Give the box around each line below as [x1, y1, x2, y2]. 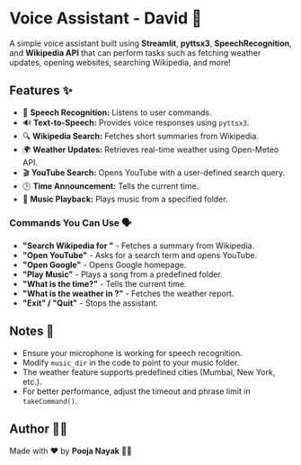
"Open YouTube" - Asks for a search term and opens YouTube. [22, 250, 258, 261]
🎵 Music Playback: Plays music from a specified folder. [22, 193, 228, 204]
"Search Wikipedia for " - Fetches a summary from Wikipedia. [22, 240, 255, 251]
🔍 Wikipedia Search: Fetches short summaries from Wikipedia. [22, 130, 259, 141]
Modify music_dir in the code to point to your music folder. [22, 357, 240, 368]
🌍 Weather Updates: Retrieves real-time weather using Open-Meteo [22, 144, 279, 155]
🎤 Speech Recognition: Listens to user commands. [22, 107, 213, 118]
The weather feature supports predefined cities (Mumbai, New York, [22, 366, 276, 377]
